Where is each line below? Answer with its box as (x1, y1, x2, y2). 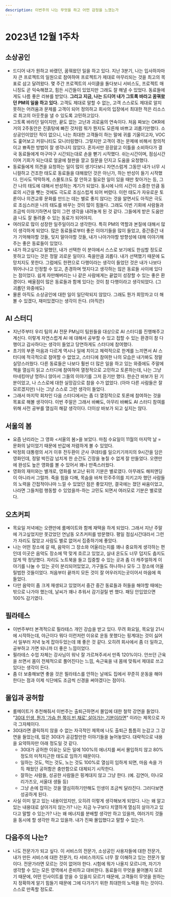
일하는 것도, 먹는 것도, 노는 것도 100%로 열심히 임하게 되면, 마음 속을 (20, 759, 157, 765)
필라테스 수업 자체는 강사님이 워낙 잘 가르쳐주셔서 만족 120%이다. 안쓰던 (12, 652, 157, 658)
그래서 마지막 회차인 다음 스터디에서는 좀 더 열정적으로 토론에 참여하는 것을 (12, 392, 162, 399)
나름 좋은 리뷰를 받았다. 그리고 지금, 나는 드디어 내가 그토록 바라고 (22, 93, 152, 99)
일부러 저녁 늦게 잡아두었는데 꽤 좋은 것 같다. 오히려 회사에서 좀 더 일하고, (18, 639, 164, 645)
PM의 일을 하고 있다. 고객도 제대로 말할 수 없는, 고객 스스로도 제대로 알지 (17, 99, 162, 105)
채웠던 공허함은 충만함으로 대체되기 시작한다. (26, 766, 115, 772)
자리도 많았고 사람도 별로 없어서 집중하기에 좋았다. (18, 537, 118, 544)
